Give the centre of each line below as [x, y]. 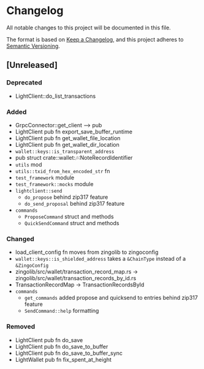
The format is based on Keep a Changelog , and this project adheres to [95, 39]
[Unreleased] [32, 65]
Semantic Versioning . [33, 46]
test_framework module [45, 177]
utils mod [28, 164]
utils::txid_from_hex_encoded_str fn [62, 171]
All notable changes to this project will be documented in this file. [89, 28]
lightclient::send [39, 191]
